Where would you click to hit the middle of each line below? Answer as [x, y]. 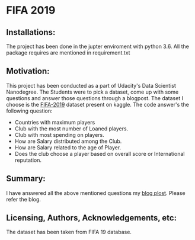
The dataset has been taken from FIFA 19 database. [69, 232]
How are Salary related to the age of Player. [68, 147]
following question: [29, 111]
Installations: [31, 32]
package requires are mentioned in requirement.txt [68, 53]
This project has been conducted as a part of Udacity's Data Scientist [91, 85]
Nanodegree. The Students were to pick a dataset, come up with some [92, 92]
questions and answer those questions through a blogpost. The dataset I [95, 98]
